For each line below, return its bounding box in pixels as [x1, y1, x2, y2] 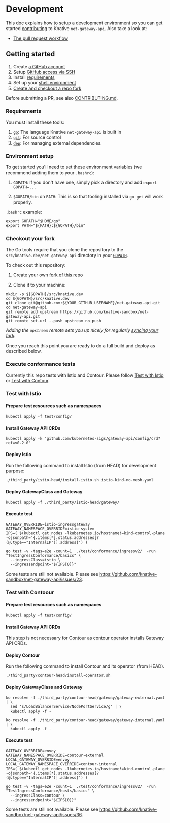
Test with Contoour [6, 589, 54, 596]
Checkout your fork [6, 235, 55, 242]
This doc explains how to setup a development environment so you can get [6, 20, 163, 26]
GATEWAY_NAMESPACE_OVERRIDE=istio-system [6, 526, 95, 531]
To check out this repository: [6, 262, 66, 268]
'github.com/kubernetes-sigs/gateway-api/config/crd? [44, 436, 160, 441]
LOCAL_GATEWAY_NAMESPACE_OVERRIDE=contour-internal [6, 761, 117, 767]
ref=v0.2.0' [6, 441, 31, 446]
